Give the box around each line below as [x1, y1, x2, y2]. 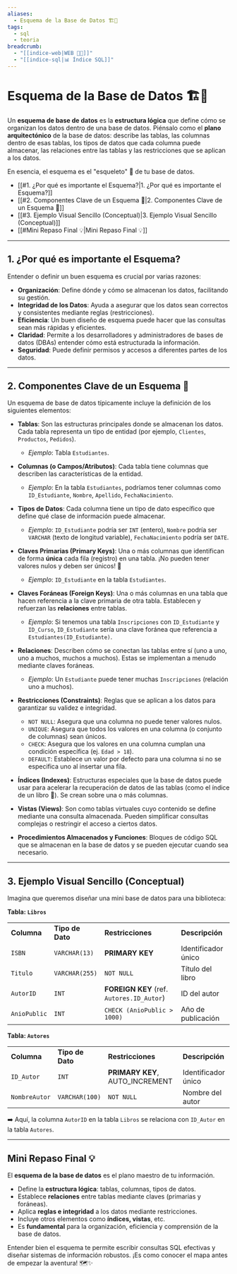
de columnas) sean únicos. [28, 733, 107, 741]
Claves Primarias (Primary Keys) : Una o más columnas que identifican [17, 547, 224, 556]
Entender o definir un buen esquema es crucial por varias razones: [7, 272, 201, 281]
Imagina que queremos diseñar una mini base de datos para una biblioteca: [7, 894, 226, 902]
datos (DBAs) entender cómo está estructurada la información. [17, 338, 200, 346]
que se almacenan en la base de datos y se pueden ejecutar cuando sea [17, 840, 229, 850]
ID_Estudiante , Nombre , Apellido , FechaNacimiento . [28, 491, 174, 499]
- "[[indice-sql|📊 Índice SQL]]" [13, 56, 114, 63]
